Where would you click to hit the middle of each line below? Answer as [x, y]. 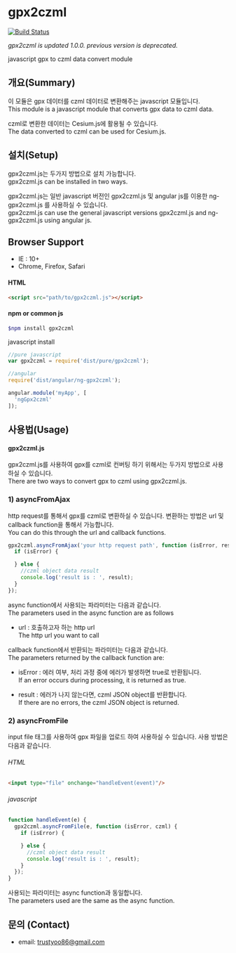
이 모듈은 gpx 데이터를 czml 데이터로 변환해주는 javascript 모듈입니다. [104, 101]
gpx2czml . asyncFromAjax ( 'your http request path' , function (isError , [113, 545]
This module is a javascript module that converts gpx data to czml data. [111, 109]
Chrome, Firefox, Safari [51, 266]
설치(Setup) [33, 155]
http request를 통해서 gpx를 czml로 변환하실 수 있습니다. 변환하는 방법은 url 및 [116, 516]
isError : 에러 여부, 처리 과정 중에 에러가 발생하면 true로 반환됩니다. [110, 672]
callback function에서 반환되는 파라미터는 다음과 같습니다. [88, 649]
